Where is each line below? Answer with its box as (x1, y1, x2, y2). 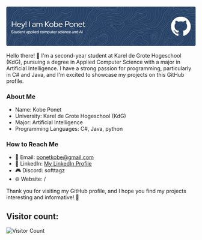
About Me (6, 92, 36, 101)
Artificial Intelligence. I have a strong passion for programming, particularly (6, 64, 192, 72)
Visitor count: (6, 211, 59, 221)
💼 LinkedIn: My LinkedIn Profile (14, 160, 92, 167)
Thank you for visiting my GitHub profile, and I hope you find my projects (6, 187, 186, 195)
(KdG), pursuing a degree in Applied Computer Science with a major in (6, 58, 180, 65)
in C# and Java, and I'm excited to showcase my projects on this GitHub (6, 71, 185, 78)
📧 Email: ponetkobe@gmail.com (14, 154, 94, 161)
